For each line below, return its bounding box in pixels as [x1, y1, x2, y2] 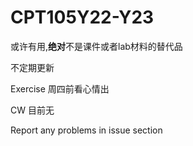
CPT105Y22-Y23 [10, 6, 155, 29]
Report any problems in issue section [10, 124, 163, 136]
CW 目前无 [10, 104, 55, 116]
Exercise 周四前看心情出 [10, 82, 110, 95]
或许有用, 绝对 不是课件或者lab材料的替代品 [10, 40, 183, 52]
